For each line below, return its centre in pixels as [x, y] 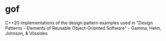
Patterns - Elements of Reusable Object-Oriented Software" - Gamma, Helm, [83, 28]
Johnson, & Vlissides [27, 33]
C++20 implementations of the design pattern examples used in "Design [79, 23]
